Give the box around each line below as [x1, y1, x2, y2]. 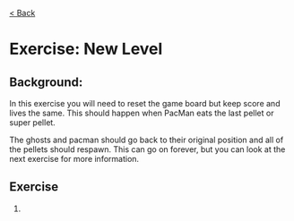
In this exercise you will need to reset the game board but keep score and [9, 98, 281, 108]
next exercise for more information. [9, 154, 140, 164]
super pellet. [9, 117, 56, 128]
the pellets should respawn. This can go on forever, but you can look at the [9, 144, 286, 155]
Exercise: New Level [9, 39, 163, 59]
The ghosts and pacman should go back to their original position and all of [9, 134, 284, 145]
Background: [9, 74, 83, 89]
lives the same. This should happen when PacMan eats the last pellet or [9, 107, 274, 118]
